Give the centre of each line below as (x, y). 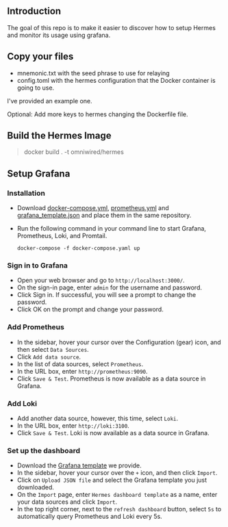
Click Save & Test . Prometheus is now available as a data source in (111, 378)
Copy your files (40, 56)
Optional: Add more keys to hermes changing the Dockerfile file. (98, 114)
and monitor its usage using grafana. (59, 35)
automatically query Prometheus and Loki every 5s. (89, 517)
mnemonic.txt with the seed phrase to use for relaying (93, 73)
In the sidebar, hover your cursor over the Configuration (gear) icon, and (119, 342)
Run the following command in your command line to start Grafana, (112, 229)
